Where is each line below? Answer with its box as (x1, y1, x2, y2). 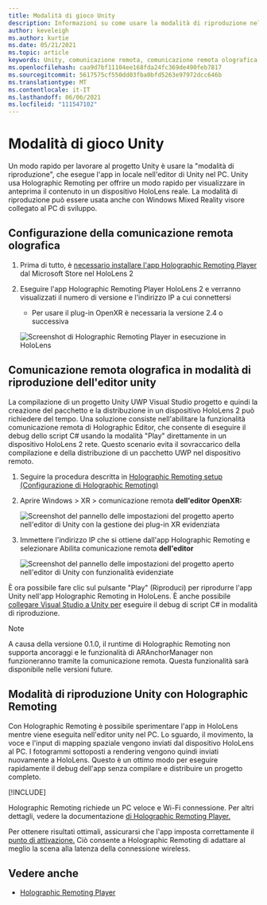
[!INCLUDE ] (8, 787, 46, 797)
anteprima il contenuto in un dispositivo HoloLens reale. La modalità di (8, 186, 238, 196)
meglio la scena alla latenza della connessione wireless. (8, 844, 191, 853)
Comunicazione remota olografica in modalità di (8, 363, 252, 377)
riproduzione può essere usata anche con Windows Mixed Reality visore (8, 195, 245, 205)
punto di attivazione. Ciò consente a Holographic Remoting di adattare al (8, 835, 246, 844)
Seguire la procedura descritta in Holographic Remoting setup (19, 472, 223, 481)
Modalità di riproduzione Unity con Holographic (8, 688, 249, 701)
